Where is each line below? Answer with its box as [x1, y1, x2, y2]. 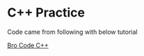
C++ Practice [7, 5, 86, 21]
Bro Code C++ [7, 41, 49, 49]
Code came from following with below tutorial [7, 28, 138, 36]
